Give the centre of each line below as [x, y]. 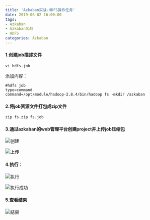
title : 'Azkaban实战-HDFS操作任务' [40, 10]
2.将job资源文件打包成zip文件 [36, 106]
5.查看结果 [16, 200]
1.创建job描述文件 [23, 55]
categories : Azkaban [27, 38]
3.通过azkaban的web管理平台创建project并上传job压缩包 [65, 129]
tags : [11, 19]
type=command [19, 90]
